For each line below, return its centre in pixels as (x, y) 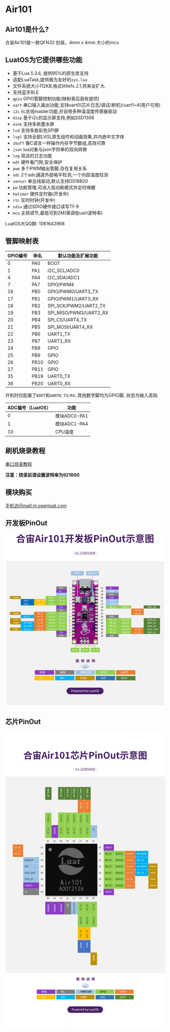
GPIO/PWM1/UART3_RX (73, 298)
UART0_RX (59, 383)
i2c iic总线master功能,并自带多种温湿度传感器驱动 (65, 111)
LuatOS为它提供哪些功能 (44, 60)
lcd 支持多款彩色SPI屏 (36, 130)
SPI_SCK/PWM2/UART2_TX (76, 306)
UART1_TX (59, 334)
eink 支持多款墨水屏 (33, 124)
